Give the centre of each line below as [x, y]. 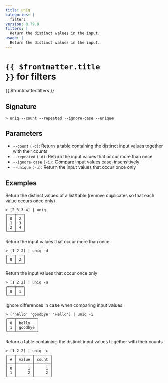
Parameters [24, 134]
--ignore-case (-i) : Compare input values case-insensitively [76, 162]
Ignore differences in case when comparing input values [64, 305]
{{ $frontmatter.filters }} [30, 90]
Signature [21, 107]
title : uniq [18, 10]
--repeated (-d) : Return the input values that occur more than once [82, 157]
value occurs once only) [30, 201]
